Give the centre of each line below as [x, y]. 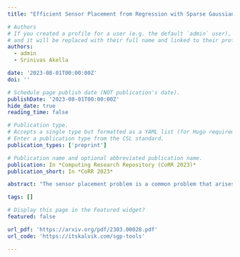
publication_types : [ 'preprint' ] [57, 145]
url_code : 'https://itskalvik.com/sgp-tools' [76, 236]
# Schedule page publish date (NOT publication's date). [94, 92]
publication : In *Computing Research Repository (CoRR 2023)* [102, 165]
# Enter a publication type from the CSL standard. [86, 138]
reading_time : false [38, 112]
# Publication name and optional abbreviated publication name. [105, 158]
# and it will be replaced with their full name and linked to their [113, 40]
